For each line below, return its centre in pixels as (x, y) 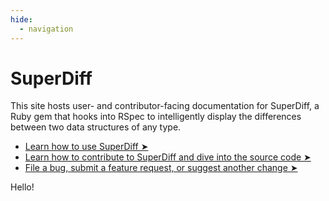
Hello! (22, 187)
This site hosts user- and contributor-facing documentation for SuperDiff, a (165, 106)
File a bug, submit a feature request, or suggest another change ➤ (161, 168)
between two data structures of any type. (96, 127)
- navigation (46, 29)
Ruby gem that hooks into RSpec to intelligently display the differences (156, 117)
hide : (21, 19)
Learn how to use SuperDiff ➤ (86, 147)
